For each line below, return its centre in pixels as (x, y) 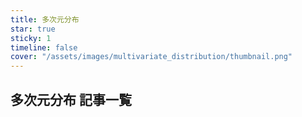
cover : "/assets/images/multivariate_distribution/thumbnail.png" (151, 57)
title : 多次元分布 (45, 19)
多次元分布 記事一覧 (71, 99)
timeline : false (44, 47)
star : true (33, 29)
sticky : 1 (31, 38)
